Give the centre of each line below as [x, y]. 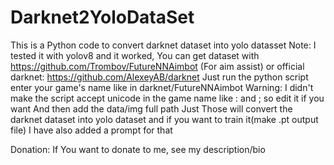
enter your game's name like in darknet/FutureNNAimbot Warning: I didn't [162, 87]
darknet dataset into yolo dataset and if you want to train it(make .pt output [164, 119]
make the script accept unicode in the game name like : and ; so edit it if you [167, 98]
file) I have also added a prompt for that [91, 130]
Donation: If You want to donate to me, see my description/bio [138, 149]
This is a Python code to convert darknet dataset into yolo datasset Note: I [163, 45]
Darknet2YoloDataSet [102, 17]
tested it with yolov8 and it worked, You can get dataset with [135, 55]
